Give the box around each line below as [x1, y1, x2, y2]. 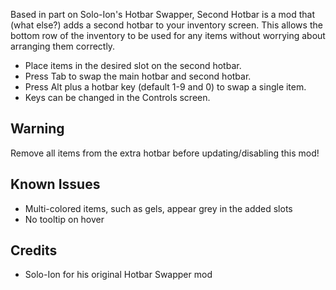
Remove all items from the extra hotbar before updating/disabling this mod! [10, 147, 320, 159]
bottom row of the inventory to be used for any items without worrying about [10, 30, 326, 41]
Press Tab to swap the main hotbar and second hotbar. [24, 70, 252, 82]
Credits [10, 242, 58, 259]
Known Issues [10, 176, 101, 193]
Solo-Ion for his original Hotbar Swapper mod [24, 269, 213, 281]
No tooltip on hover [24, 213, 105, 225]
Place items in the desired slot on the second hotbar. [24, 60, 242, 71]
